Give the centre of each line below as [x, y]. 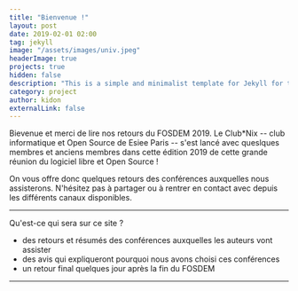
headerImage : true [43, 59]
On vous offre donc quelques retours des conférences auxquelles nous [139, 179]
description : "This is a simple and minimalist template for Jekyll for [146, 83]
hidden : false [35, 75]
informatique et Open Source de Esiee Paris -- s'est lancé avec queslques [144, 143]
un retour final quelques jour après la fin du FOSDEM [118, 269]
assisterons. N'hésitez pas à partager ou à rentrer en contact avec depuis [143, 188]
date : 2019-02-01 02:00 [53, 34]
